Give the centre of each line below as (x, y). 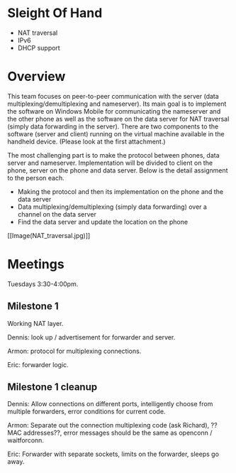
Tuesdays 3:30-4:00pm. (43, 284)
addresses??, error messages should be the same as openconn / (118, 433)
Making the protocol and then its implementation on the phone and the (120, 191)
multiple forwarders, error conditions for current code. (86, 412)
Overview (36, 77)
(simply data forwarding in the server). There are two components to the (113, 126)
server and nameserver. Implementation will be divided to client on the (110, 163)
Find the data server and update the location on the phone (103, 222)
